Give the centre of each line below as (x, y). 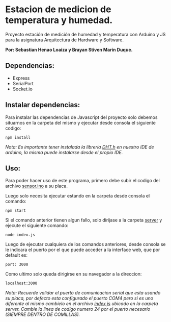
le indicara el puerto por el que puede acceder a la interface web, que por (83, 250)
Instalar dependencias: (43, 105)
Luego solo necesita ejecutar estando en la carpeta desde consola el (78, 196)
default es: (17, 255)
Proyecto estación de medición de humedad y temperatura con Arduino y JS (85, 34)
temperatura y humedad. (59, 20)
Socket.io (23, 89)
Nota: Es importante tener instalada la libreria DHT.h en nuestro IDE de (80, 147)
